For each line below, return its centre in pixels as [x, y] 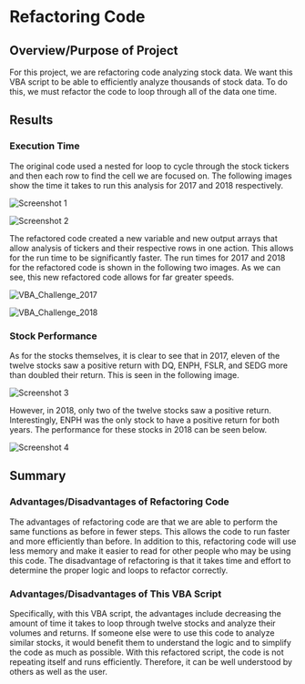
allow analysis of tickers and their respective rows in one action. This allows [152, 248]
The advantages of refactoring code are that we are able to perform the [143, 522]
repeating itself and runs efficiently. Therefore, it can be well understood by [151, 661]
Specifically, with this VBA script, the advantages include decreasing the [146, 613]
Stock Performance [53, 336]
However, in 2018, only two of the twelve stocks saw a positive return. [140, 410]
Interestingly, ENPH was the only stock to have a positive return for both [144, 420]
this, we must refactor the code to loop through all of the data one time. [143, 92]
